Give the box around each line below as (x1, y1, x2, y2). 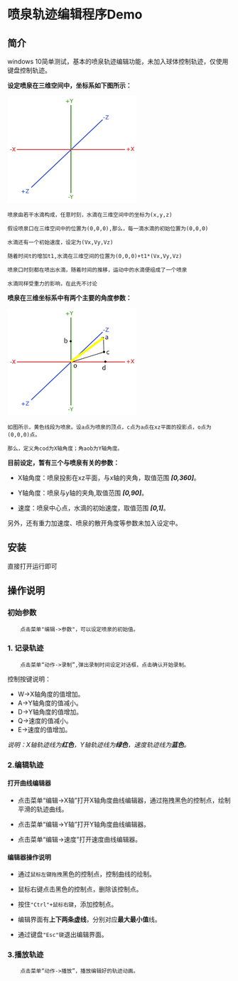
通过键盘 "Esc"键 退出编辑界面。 (17, 931, 108, 939)
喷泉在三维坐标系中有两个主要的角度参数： (7, 294, 132, 302)
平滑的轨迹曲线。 (17, 805, 68, 813)
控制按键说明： (7, 675, 51, 683)
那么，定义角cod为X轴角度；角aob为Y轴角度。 (7, 445, 123, 452)
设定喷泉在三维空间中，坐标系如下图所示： (7, 81, 132, 90)
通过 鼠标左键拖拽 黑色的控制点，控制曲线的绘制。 (17, 870, 156, 879)
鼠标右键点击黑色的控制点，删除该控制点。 (17, 885, 143, 894)
